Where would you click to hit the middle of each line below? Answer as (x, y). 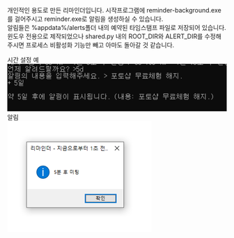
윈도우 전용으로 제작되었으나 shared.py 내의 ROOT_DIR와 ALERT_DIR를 (105, 36)
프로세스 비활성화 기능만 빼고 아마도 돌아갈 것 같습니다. (100, 45)
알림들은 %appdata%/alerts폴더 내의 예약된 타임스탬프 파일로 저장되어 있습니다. (117, 27)
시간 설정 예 (23, 60)
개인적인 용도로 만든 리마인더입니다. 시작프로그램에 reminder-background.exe (114, 10)
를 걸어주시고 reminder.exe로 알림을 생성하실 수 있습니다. (85, 19)
